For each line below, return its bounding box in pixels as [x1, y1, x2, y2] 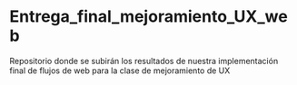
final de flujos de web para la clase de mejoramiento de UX [9, 65, 231, 76]
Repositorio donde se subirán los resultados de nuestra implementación [9, 55, 279, 66]
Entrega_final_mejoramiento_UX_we [9, 6, 288, 27]
